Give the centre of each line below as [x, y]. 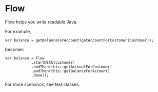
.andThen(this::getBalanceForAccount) [70, 71]
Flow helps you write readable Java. [41, 22]
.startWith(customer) [53, 62]
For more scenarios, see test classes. [43, 84]
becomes [14, 49]
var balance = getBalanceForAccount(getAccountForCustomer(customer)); [79, 40]
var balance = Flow [25, 58]
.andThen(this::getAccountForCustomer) [71, 67]
